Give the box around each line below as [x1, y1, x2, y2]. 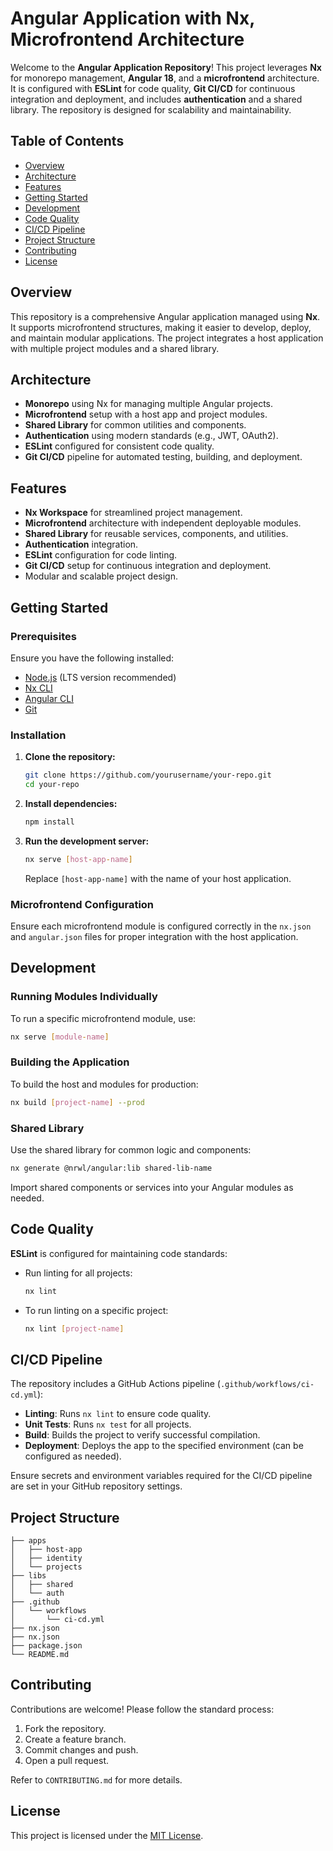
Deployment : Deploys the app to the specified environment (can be [24, 1440, 304, 1452]
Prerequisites [10, 629, 77, 643]
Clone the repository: [24, 751, 116, 763]
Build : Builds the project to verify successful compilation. [24, 1429, 261, 1441]
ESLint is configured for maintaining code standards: [10, 1247, 228, 1259]
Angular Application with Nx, [10, 7, 255, 30]
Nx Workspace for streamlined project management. [24, 507, 243, 519]
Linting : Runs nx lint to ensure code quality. [24, 1408, 212, 1420]
